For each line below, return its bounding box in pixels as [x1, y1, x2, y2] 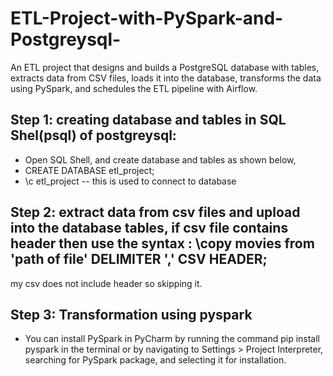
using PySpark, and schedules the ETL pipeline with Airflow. [10, 82, 258, 94]
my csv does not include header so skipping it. [10, 277, 203, 289]
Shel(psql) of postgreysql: [10, 127, 177, 144]
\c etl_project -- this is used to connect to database [24, 175, 237, 187]
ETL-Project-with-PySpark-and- [10, 7, 284, 30]
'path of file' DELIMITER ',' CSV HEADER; [10, 251, 268, 268]
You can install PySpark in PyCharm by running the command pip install [24, 333, 320, 345]
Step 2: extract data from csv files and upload [10, 204, 301, 221]
